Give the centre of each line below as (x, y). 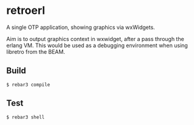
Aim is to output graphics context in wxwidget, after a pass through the (95, 39)
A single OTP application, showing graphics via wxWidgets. (81, 27)
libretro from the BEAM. (36, 51)
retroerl (26, 11)
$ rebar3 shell (26, 117)
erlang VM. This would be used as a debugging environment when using (97, 45)
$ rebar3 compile (28, 85)
